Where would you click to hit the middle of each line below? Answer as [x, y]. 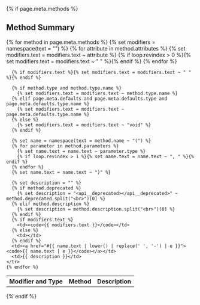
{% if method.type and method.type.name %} [66, 88]
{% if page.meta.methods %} [42, 9]
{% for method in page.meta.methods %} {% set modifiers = [81, 42]
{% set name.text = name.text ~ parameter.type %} [81, 151]
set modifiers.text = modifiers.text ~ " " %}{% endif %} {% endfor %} [92, 61]
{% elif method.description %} [51, 204]
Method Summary [40, 27]
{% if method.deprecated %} [47, 188]
